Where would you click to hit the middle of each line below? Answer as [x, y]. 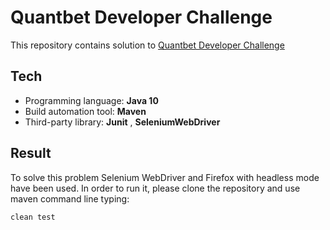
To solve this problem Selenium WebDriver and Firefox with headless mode [165, 177]
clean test [33, 217]
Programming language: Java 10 [91, 100]
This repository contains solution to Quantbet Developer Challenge [147, 45]
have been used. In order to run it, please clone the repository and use [155, 188]
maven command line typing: [70, 198]
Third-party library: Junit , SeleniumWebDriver [122, 122]
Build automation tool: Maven [85, 111]
